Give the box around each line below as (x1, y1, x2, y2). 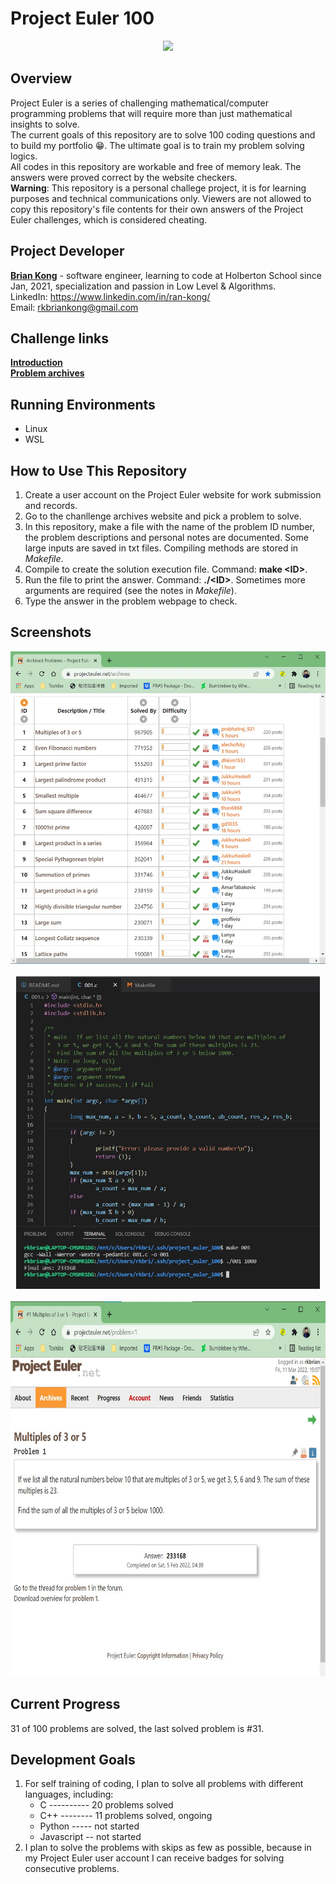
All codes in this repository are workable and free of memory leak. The (10, 160, 302, 172)
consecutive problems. (24, 1863, 120, 1875)
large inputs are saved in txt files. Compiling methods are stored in (24, 542, 299, 554)
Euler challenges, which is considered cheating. (10, 213, 208, 226)
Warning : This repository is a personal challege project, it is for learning (10, 182, 307, 194)
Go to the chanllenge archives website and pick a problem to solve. (24, 510, 302, 522)
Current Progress (10, 1696, 121, 1713)
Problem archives (10, 367, 85, 379)
